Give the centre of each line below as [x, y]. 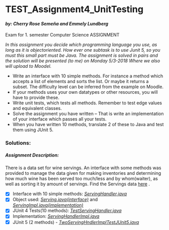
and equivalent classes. [37, 108]
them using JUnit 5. [33, 130]
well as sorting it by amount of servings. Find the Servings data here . [78, 184]
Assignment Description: [32, 155]
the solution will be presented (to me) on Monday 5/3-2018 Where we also [83, 61]
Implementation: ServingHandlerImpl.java [56, 216]
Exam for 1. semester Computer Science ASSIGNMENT [62, 35]
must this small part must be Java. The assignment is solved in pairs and [82, 55]
